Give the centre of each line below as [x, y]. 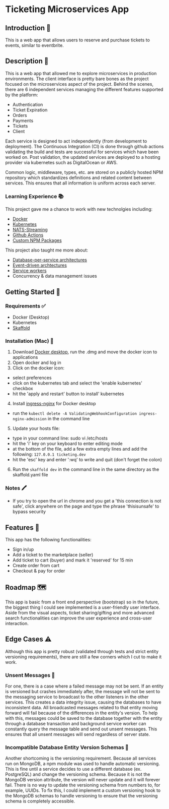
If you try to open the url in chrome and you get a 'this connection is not [87, 501]
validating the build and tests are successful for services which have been [82, 152]
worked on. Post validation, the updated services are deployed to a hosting [83, 157]
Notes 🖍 [16, 488]
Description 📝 [27, 61]
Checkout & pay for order [39, 571]
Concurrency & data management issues [55, 276]
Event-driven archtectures [39, 265]
